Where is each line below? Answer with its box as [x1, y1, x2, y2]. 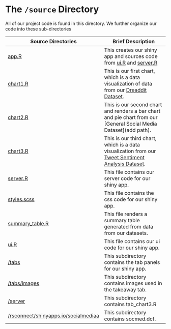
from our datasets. [104, 229, 149, 236]
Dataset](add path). [104, 126, 152, 133]
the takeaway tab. [104, 286, 147, 293]
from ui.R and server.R [104, 59, 158, 66]
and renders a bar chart [104, 107, 161, 114]
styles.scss [8, 196, 35, 203]
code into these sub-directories [5, 25, 72, 32]
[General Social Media [104, 120, 157, 127]
